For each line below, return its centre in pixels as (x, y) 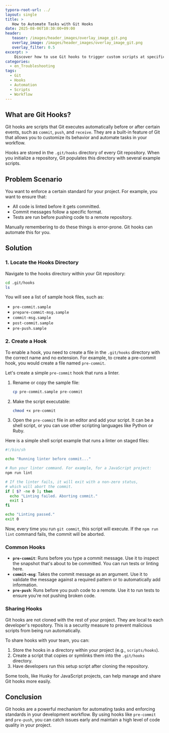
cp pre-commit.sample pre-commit (48, 392)
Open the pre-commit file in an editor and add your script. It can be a (83, 420)
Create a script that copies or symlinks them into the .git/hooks (78, 655)
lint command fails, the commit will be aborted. (55, 534)
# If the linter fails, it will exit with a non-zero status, (72, 482)
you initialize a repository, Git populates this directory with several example (83, 158)
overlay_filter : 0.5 (33, 47)
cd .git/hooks (20, 283)
